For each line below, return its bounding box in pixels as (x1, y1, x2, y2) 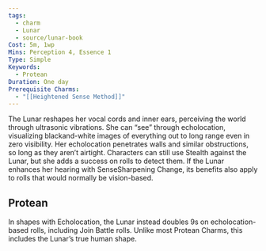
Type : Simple (8, 56, 51, 64)
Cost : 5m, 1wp (8, 41, 55, 49)
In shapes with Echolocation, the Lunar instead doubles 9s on (8, 217, 209, 226)
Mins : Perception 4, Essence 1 (8, 48, 112, 56)
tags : (8, 11, 26, 20)
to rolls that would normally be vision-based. (8, 173, 154, 183)
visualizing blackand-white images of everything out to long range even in (8, 131, 250, 141)
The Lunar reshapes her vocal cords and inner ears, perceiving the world (8, 114, 247, 124)
